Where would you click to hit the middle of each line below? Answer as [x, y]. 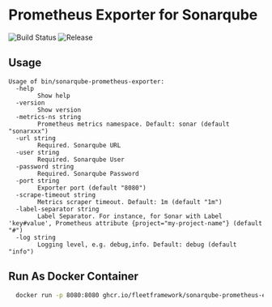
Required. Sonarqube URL [79, 145]
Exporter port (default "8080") [92, 188]
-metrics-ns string [49, 117]
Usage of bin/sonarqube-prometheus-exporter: [86, 81]
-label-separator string [57, 209]
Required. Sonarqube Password [88, 173]
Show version [59, 110]
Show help [54, 96]
